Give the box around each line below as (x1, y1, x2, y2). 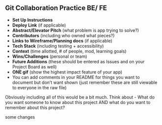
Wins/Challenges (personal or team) (12, 53, 87, 59)
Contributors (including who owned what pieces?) (12, 32, 115, 38)
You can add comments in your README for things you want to (12, 74, 140, 80)
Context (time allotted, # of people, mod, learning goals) (12, 48, 127, 54)
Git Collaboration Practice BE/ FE (5, 4, 107, 12)
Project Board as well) (12, 64, 57, 70)
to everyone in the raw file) (12, 84, 67, 90)
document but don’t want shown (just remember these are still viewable (12, 79, 158, 85)
